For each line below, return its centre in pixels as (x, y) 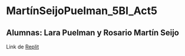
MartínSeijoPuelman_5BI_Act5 (82, 11)
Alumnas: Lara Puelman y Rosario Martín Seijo (93, 33)
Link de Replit (23, 47)
